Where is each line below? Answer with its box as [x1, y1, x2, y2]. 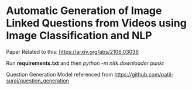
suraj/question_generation [6, 77, 69, 84]
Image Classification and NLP [6, 29, 152, 42]
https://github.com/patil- [114, 71, 174, 78]
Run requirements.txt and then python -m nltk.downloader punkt [6, 60, 164, 67]
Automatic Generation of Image [6, 4, 162, 18]
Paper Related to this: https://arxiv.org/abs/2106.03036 [6, 48, 139, 55]
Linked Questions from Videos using [6, 16, 187, 30]
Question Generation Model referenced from [6, 71, 114, 78]
